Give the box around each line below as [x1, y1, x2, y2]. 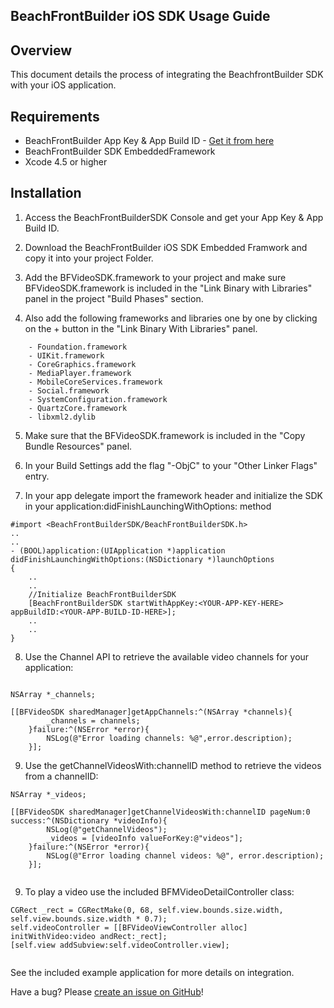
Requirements [10, 108, 100, 125]
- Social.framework [28, 385, 110, 396]
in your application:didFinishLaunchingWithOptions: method [24, 500, 272, 512]
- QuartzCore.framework [28, 403, 128, 413]
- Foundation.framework [28, 342, 128, 352]
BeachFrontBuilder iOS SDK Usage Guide [10, 8, 271, 25]
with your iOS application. [10, 79, 117, 91]
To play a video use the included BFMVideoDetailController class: [24, 885, 295, 898]
